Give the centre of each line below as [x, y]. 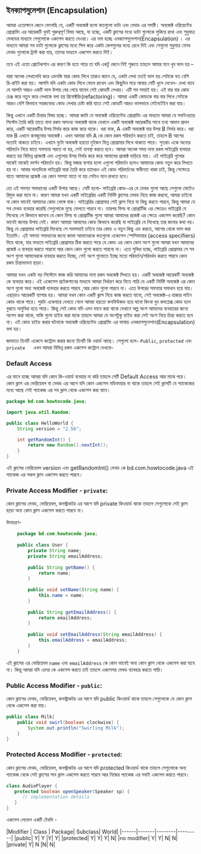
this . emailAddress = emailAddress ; [83, 640]
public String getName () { [61, 567]
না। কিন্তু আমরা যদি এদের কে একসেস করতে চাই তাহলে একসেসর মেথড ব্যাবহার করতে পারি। [85, 669]
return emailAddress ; [65, 618]
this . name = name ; [61, 595]
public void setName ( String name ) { [73, 590]
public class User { [43, 545]
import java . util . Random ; [38, 412]
